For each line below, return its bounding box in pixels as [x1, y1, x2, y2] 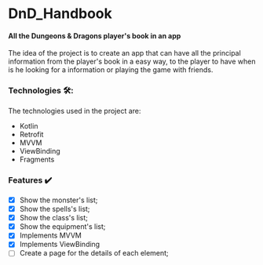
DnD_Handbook [8, 5, 112, 23]
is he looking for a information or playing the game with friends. [8, 65, 214, 74]
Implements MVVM [19, 231, 82, 240]
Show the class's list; [19, 213, 89, 223]
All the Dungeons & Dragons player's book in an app [8, 31, 181, 40]
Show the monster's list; [19, 195, 98, 205]
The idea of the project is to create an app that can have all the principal [8, 49, 241, 58]
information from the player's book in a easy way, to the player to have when [8, 56, 256, 67]
